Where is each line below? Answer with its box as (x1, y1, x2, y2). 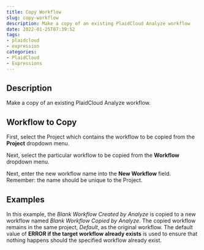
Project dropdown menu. (6, 140, 70, 147)
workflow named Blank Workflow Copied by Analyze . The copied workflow (6, 217, 196, 224)
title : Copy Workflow (6, 9, 62, 15)
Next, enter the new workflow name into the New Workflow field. (6, 170, 172, 178)
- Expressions (6, 60, 43, 66)
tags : (6, 32, 20, 38)
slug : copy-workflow (6, 15, 59, 21)
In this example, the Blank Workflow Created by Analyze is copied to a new (6, 210, 196, 218)
